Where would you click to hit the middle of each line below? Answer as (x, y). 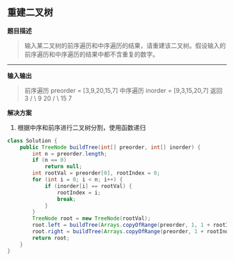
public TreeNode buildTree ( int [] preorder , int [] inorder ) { (110, 147)
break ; (67, 199)
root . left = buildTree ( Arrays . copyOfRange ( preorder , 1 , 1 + (121, 225)
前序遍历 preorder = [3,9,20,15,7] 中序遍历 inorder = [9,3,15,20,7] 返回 (123, 90)
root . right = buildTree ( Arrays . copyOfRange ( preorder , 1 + (118, 232)
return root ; (51, 238)
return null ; (63, 167)
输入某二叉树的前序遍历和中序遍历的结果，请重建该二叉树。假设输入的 (125, 45)
